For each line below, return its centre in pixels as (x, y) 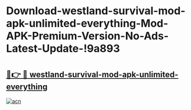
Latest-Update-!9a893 (63, 49)
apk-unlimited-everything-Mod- (87, 23)
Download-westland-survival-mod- (96, 11)
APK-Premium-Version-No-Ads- (88, 36)
